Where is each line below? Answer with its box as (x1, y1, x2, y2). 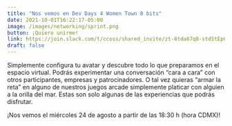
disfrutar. (7, 98, 33, 105)
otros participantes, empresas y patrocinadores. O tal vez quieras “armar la (7, 76, 221, 83)
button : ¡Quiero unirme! (7, 29, 79, 36)
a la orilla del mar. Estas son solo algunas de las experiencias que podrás (7, 90, 215, 98)
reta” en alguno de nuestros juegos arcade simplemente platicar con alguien (7, 83, 224, 91)
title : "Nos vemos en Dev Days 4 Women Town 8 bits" (7, 10, 162, 17)
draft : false (7, 42, 45, 49)
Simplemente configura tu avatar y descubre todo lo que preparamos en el (7, 61, 220, 69)
